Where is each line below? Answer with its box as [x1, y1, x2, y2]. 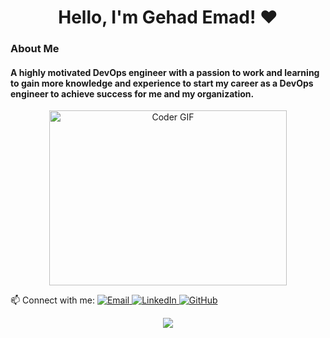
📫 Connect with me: [10, 294, 95, 306]
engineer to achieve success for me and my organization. [10, 87, 255, 100]
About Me [10, 42, 60, 56]
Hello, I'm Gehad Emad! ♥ [58, 6, 278, 29]
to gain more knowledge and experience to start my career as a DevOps [10, 77, 314, 89]
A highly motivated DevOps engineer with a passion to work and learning [10, 66, 320, 78]
